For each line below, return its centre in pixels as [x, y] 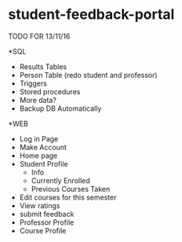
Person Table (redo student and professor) [89, 75]
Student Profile [44, 163]
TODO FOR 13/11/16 [39, 36]
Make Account [43, 147]
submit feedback [47, 214]
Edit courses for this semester [68, 197]
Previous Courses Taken [71, 189]
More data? [38, 100]
